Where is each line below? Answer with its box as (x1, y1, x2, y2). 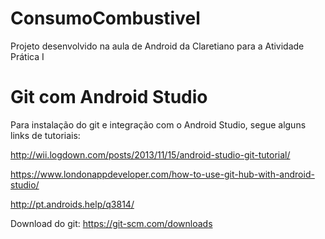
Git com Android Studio (10, 86, 208, 109)
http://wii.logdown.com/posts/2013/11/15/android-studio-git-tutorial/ (10, 148, 291, 161)
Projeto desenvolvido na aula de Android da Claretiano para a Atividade (10, 40, 305, 52)
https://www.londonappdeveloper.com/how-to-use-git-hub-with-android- (10, 168, 315, 180)
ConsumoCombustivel (10, 7, 201, 30)
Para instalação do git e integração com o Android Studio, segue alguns (10, 118, 307, 131)
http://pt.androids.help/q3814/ (10, 198, 135, 210)
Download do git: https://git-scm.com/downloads (10, 217, 213, 229)
